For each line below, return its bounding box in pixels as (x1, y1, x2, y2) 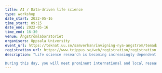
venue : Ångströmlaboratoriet (5, 34, 64, 39)
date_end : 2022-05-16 (5, 25, 49, 30)
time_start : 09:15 (5, 20, 42, 26)
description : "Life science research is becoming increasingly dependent (5, 52, 157, 57)
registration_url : (5, 47, 42, 52)
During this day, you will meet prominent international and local (5, 61, 144, 66)
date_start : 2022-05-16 (5, 16, 53, 21)
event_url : (5, 43, 27, 48)
